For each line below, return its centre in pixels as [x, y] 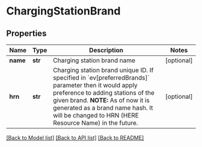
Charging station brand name [94, 60]
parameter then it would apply [96, 85]
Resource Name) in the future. [96, 123]
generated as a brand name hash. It [103, 108]
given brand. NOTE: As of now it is [102, 100]
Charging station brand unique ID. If [103, 70]
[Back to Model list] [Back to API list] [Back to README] [75, 138]
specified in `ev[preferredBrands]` [101, 78]
